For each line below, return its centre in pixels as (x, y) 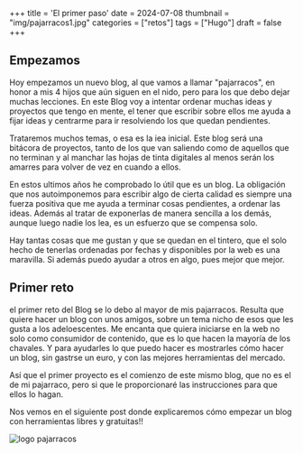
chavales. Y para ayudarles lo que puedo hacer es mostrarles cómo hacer (147, 347)
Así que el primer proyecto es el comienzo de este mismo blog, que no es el (150, 374)
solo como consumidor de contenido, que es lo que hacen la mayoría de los (150, 338)
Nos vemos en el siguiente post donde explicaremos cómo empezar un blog (151, 411)
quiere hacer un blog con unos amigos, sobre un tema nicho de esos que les (151, 319)
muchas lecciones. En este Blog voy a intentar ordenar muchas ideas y (141, 101)
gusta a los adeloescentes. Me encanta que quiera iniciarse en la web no (145, 328)
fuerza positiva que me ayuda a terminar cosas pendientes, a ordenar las (145, 203)
